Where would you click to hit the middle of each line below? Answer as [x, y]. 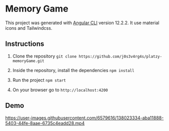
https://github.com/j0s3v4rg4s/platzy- [120, 56]
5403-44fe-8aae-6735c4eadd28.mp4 [45, 123]
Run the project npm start [39, 80]
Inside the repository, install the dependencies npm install [73, 70]
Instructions [25, 44]
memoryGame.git [28, 61]
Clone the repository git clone [45, 56]
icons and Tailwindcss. [29, 28]
